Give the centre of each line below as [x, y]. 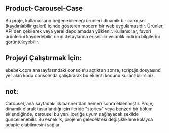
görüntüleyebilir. [22, 42]
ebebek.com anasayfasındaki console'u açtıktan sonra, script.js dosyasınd [83, 70]
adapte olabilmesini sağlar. [33, 125]
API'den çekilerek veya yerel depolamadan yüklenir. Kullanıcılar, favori [78, 31]
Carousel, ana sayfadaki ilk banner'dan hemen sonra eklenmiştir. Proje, [79, 104]
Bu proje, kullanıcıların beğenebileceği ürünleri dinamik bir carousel [75, 20]
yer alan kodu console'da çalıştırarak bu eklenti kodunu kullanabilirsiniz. [80, 75]
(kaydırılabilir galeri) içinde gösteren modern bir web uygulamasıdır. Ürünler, [84, 26]
